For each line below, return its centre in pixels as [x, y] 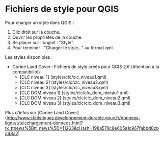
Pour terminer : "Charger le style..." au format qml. [63, 47]
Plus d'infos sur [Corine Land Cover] [42, 112]
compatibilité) [26, 71]
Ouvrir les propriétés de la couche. [47, 37]
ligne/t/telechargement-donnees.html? [44, 123]
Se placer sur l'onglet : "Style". [43, 42]
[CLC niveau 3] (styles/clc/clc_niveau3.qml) [64, 87]
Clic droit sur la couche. [36, 32]
